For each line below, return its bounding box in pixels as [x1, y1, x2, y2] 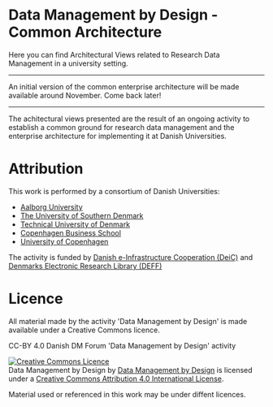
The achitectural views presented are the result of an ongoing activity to [8, 114, 250, 123]
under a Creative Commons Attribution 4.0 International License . [8, 374, 224, 383]
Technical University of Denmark [19, 219, 131, 229]
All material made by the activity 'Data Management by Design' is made [8, 316, 248, 326]
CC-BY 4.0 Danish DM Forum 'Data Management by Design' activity [8, 340, 236, 350]
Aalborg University [19, 201, 83, 212]
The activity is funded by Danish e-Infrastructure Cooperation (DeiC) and [8, 252, 253, 262]
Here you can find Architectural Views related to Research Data [8, 50, 221, 59]
